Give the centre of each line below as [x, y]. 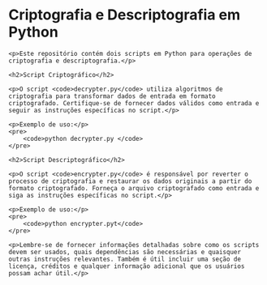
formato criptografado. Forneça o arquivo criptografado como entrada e [134, 188]
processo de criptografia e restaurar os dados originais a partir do [130, 181]
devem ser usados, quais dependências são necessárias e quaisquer [125, 252]
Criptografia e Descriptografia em [125, 15]
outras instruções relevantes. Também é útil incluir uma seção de [125, 259]
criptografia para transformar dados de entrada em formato [112, 96]
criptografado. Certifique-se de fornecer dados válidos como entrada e [134, 103]
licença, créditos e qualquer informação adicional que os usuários [127, 266]
